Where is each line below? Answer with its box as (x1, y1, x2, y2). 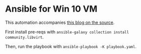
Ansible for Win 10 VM (5, 3, 98, 15)
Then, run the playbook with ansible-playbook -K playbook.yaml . (5, 43, 137, 49)
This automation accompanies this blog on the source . (5, 19, 115, 25)
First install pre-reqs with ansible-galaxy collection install (5, 29, 129, 35)
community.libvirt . (5, 34, 44, 40)
